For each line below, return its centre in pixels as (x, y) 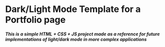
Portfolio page (35, 20)
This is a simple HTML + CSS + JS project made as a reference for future (82, 34)
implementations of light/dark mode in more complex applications (76, 39)
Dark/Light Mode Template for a (73, 9)
